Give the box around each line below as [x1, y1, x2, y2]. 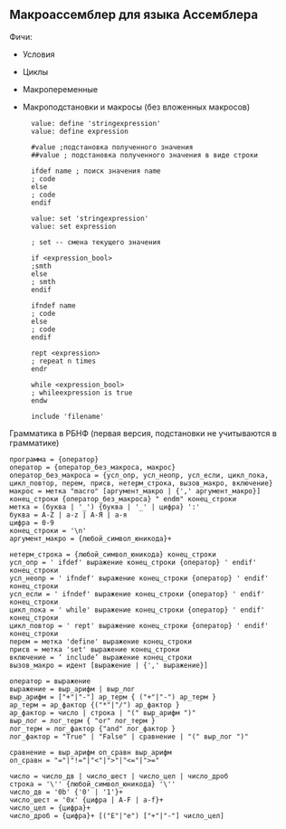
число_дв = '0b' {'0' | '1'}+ [9, 787, 124, 796]
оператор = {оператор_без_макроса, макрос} [9, 462, 176, 472]
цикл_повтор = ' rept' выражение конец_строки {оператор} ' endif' [9, 621, 270, 630]
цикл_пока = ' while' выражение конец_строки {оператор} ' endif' [9, 605, 265, 615]
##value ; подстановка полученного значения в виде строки [31, 150, 259, 159]
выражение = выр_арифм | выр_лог [9, 684, 136, 693]
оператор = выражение [9, 676, 91, 686]
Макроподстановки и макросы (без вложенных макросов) [22, 101, 251, 112]
